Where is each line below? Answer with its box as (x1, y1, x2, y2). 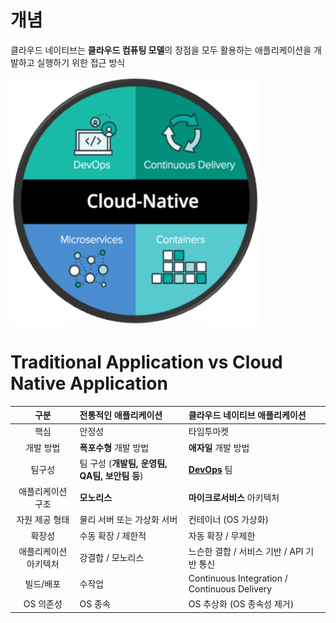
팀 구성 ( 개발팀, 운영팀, (79, 457, 168, 469)
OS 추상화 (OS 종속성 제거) (188, 598, 295, 610)
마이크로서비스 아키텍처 (188, 492, 280, 504)
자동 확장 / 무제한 (188, 529, 256, 541)
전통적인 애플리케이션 (79, 409, 163, 421)
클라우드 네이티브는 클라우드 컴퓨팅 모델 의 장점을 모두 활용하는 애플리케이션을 (10, 44, 312, 56)
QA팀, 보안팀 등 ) (79, 469, 144, 481)
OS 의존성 (23, 598, 63, 610)
